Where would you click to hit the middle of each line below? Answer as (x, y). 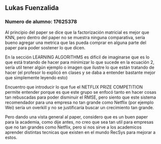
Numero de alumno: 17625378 (41, 22)
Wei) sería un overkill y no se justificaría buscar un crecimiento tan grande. (80, 107)
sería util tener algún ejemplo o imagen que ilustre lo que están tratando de (80, 67)
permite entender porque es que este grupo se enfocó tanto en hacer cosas (81, 92)
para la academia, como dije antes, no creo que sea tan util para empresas (79, 122)
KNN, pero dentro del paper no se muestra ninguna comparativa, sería (75, 37)
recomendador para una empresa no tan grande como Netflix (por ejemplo (79, 102)
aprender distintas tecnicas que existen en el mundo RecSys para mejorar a (80, 132)
